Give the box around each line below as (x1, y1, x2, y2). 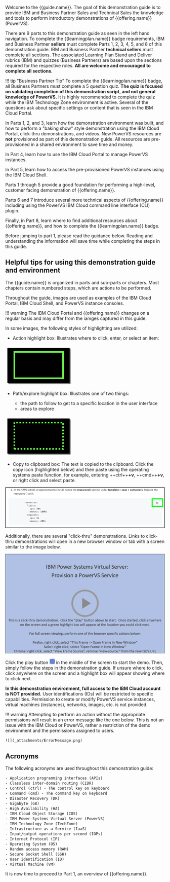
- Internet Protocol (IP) (5, 836, 60, 842)
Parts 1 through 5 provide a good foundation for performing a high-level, (5, 182, 156, 188)
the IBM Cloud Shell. (5, 172, 48, 178)
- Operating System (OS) (5, 841, 58, 847)
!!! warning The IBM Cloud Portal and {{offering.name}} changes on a (5, 310, 149, 316)
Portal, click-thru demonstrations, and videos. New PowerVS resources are (5, 131, 162, 136)
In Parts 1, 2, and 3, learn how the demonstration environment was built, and (5, 120, 164, 126)
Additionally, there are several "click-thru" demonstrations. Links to (5, 533, 145, 539)
